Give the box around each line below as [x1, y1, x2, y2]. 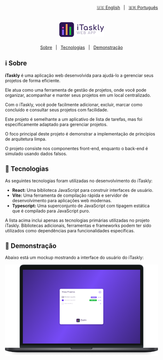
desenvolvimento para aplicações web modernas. [12, 197, 112, 203]
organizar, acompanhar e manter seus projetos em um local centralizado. [5, 92, 151, 98]
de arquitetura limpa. [5, 136, 47, 142]
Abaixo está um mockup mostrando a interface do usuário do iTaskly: [5, 255, 144, 261]
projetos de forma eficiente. [5, 77, 61, 83]
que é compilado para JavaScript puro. [12, 208, 90, 214]
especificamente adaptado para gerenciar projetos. [5, 121, 108, 127]
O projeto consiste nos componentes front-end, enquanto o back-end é [5, 145, 148, 151]
